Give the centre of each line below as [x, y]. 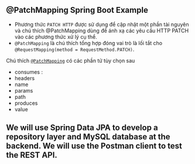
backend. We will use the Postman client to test [94, 146]
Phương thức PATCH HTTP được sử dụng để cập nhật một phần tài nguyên [102, 24]
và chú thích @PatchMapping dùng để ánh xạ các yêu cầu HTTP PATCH [102, 30]
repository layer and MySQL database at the [88, 137]
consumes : [28, 72]
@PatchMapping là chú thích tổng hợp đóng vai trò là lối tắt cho [88, 43]
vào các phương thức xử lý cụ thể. [56, 37]
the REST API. [32, 155]
